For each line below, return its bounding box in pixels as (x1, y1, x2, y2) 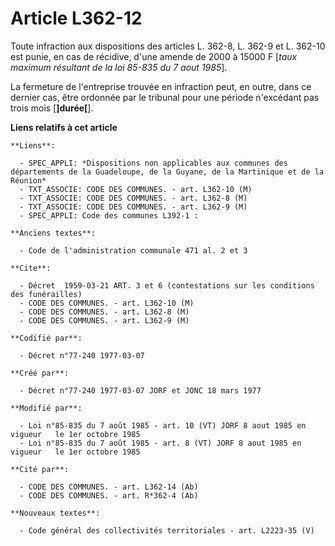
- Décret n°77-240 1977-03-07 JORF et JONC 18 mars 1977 (19, 385, 262, 396)
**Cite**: (10, 263, 52, 273)
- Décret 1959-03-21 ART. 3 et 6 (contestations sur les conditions (19, 280, 315, 291)
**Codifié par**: (10, 333, 83, 343)
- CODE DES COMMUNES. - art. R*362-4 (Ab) (19, 490, 199, 501)
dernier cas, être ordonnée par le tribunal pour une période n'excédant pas (10, 91, 320, 103)
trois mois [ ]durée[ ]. (10, 102, 94, 114)
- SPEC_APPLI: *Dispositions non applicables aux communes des (19, 158, 288, 168)
